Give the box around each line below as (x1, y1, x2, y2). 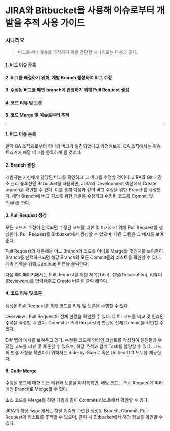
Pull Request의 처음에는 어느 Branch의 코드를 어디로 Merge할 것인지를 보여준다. (5, 248, 165, 254)
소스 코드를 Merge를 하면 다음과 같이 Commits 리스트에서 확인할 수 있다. (5, 397, 149, 403)
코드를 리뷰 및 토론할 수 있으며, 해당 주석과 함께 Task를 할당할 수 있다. (14, 343, 152, 349)
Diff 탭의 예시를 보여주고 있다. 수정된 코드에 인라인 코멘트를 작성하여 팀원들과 (5, 337, 157, 343)
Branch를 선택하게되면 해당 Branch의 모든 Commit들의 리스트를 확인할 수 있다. (5, 254, 162, 260)
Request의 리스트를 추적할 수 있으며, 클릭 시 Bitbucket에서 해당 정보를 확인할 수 (5, 414, 163, 420)
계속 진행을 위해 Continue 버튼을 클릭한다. (5, 260, 89, 267)
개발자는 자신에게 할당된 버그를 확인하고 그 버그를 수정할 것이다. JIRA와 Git (5, 174, 153, 180)
